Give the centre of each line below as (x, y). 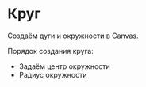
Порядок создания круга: (51, 51)
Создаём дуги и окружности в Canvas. (73, 36)
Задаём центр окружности (64, 66)
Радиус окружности (53, 74)
